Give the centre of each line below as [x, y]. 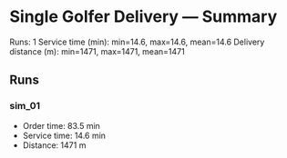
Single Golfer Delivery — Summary [143, 17]
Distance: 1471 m [54, 145]
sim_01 [25, 106]
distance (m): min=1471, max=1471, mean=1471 [97, 51]
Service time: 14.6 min [64, 135]
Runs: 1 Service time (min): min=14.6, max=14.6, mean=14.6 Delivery [137, 42]
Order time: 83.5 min [61, 125]
